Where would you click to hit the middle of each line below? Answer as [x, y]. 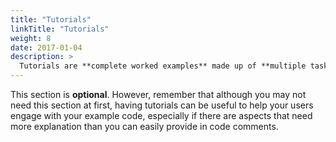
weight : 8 [31, 38]
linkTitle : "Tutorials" [60, 29]
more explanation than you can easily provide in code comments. [144, 126]
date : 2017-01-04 [46, 47]
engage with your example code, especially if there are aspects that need [161, 115]
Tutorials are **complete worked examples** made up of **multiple [163, 66]
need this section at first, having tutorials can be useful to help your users [162, 105]
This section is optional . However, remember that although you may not [158, 94]
